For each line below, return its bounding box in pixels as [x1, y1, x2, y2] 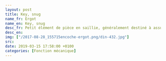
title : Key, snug [5, 12, 41, 17]
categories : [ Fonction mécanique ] [5, 48, 77, 53]
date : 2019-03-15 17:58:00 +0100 [5, 44, 74, 49]
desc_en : [5, 30, 23, 35]
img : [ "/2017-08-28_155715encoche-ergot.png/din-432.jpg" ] [5, 35, 129, 40]
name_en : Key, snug [5, 21, 45, 26]
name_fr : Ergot [5, 16, 37, 21]
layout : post [5, 7, 32, 12]
